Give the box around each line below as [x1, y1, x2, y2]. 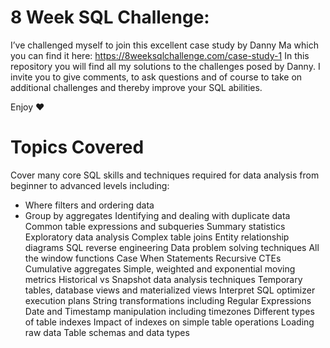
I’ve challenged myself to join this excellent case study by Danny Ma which [10, 39, 319, 51]
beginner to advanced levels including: [10, 179, 170, 191]
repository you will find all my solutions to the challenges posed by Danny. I [10, 60, 321, 72]
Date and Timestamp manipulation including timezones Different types [24, 305, 315, 317]
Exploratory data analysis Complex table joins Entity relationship [24, 231, 290, 243]
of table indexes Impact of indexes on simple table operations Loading [24, 316, 315, 328]
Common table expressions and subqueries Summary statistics [24, 220, 286, 232]
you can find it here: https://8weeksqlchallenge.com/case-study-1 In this [10, 49, 310, 61]
